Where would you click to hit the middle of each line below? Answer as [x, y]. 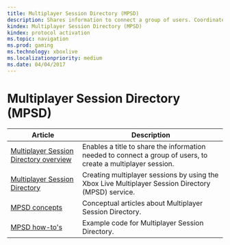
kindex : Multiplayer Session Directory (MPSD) [75, 26]
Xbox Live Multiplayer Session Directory [146, 183]
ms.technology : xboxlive [42, 52]
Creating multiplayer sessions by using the [150, 174]
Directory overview [41, 159]
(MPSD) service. [108, 191]
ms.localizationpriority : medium [55, 58]
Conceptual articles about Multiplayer [142, 203]
